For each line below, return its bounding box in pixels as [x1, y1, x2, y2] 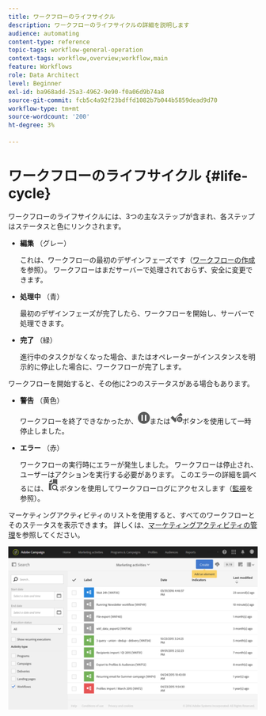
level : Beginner [8, 79, 62, 87]
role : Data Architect [8, 71, 80, 79]
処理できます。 [19, 318, 69, 328]
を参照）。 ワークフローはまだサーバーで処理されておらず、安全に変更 [19, 265, 246, 275]
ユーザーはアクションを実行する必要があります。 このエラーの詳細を [19, 469, 243, 479]
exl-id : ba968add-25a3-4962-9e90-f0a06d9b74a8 [8, 88, 165, 96]
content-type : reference [8, 38, 90, 46]
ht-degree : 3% [8, 121, 55, 130]
